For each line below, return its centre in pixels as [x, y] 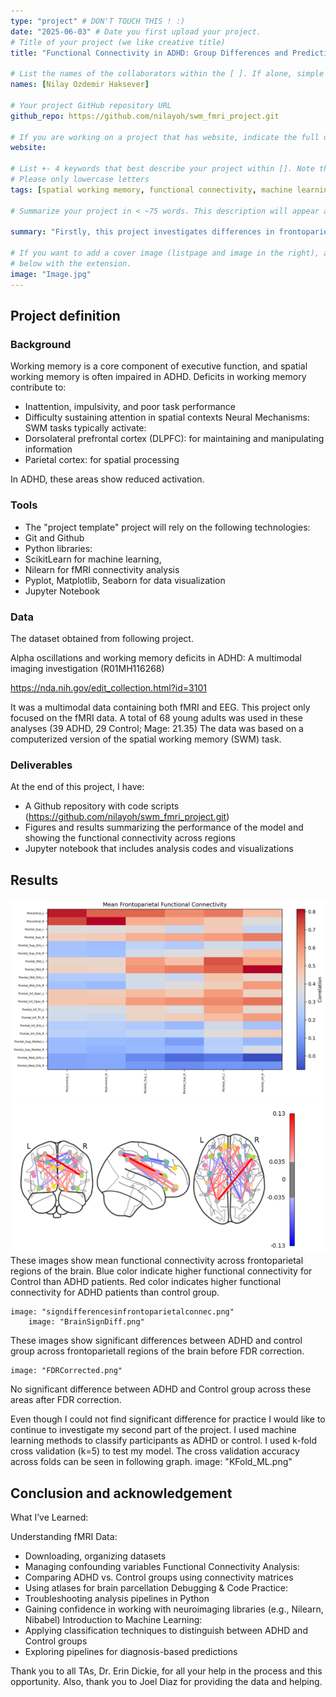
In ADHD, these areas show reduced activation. [107, 479]
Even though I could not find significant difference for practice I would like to [168, 1419]
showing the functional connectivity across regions [130, 838]
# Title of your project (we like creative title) [118, 42]
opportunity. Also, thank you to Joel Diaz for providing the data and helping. [166, 1682]
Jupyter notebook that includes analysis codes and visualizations [159, 849]
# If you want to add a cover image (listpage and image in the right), [165, 253]
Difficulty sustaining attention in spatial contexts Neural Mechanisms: [167, 417]
